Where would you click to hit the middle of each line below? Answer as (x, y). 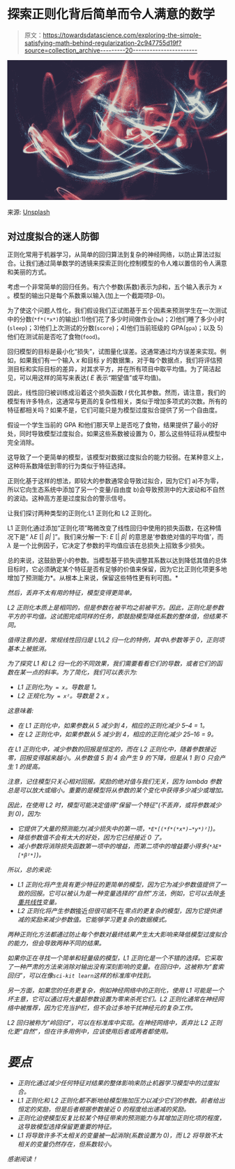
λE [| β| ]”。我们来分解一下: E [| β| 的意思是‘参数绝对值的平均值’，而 (127, 537)
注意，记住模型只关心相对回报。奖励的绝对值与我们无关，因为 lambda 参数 (114, 782)
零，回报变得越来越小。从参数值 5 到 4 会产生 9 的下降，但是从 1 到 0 (106, 758)
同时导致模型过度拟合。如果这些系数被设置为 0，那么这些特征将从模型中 (123, 433)
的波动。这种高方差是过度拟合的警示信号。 (68, 499)
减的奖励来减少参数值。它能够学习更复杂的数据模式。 (94, 919)
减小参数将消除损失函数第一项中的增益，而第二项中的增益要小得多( (113, 846)
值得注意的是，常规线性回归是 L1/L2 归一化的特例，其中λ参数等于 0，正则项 (116, 640)
